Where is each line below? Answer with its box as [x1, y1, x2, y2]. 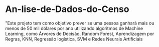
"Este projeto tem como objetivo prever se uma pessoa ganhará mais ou [5, 20, 154, 26]
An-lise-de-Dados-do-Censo [5, 3, 129, 15]
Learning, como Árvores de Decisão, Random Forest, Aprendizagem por [5, 30, 154, 36]
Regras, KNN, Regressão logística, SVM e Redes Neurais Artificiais [5, 36, 143, 42]
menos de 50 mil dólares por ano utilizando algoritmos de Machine [5, 25, 143, 31]
